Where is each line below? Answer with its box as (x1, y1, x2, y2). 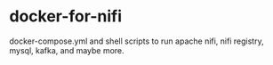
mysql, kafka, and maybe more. (9, 45, 124, 55)
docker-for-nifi (9, 6, 123, 27)
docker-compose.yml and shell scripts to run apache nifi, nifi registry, (9, 36, 264, 46)
